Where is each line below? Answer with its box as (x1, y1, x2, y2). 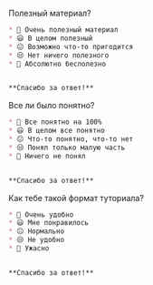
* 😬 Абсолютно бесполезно (8, 59, 106, 68)
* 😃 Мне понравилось (8, 219, 90, 228)
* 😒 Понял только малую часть (8, 143, 126, 152)
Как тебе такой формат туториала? (8, 192, 144, 203)
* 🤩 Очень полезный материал (8, 25, 119, 35)
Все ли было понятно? (8, 100, 95, 111)
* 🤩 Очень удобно (8, 209, 74, 219)
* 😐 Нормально (8, 227, 65, 236)
